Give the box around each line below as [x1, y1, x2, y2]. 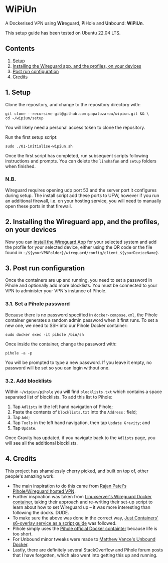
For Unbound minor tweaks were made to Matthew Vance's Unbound [12, 536, 156, 542]
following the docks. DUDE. [12, 509, 69, 515]
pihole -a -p [5, 350, 33, 355]
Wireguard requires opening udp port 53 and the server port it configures [5, 187, 157, 193]
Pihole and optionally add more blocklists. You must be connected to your [5, 282, 157, 289]
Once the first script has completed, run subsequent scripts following [5, 152, 149, 158]
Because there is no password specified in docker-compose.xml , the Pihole [5, 312, 158, 318]
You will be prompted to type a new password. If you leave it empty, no [5, 359, 152, 365]
